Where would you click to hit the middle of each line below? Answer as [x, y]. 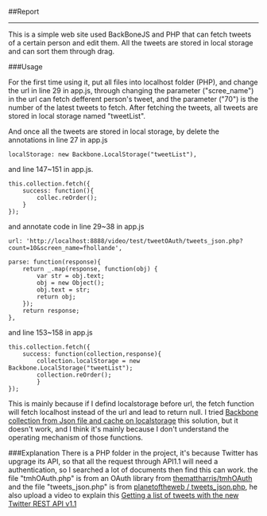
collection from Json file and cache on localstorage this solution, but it [123, 420]
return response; [51, 311]
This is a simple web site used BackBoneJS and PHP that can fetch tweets [130, 34]
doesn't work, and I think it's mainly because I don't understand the [118, 429]
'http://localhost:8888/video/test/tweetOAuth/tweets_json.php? [135, 241]
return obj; [57, 297]
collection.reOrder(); [74, 375]
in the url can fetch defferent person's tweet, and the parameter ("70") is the [133, 99]
